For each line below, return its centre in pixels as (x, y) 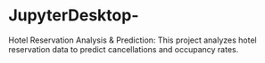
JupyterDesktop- (74, 16)
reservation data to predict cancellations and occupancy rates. (124, 49)
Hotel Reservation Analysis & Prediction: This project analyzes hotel (132, 40)
